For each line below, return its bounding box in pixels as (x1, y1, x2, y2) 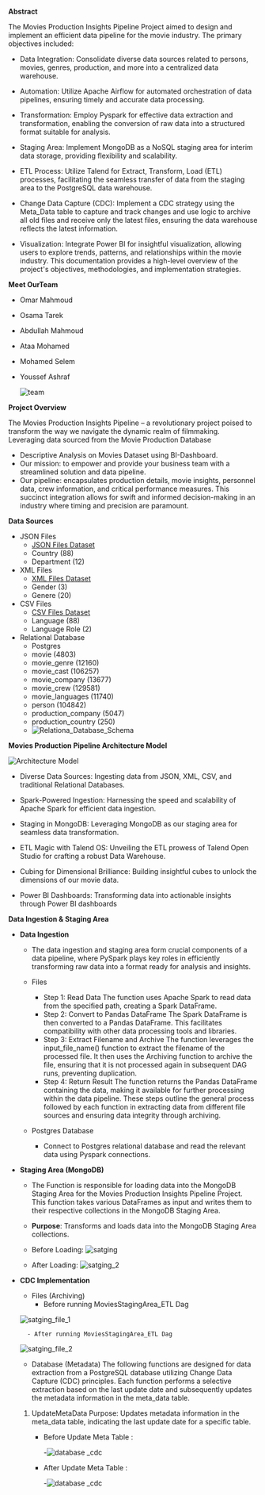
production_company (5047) (31, 709, 125, 718)
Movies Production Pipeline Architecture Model (8, 741, 168, 750)
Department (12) (31, 557, 85, 566)
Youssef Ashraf (19, 372, 70, 381)
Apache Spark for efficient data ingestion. (19, 804, 157, 813)
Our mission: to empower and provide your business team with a (19, 459, 230, 468)
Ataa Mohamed (19, 341, 70, 351)
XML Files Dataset (31, 574, 91, 583)
